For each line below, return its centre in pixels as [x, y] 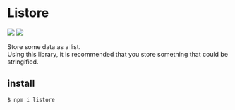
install [21, 84]
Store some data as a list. [44, 46]
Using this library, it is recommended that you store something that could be [117, 54]
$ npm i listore [31, 99]
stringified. [23, 62]
